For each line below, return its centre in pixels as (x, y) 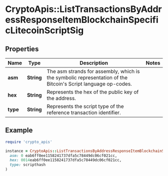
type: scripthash (28, 165)
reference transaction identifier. (84, 112)
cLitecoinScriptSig (44, 30)
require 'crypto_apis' (29, 142)
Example (19, 130)
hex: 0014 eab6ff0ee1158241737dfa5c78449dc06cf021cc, (66, 160)
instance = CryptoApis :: (31, 151)
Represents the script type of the (85, 106)
